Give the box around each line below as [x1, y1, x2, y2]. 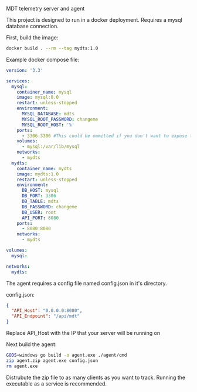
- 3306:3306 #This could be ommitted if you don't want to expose [21, 132, 188, 139]
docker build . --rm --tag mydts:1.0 [6, 45, 98, 51]
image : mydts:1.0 [16, 171, 59, 177]
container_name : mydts [16, 165, 72, 171]
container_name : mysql [16, 89, 72, 95]
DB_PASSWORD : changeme [21, 204, 77, 210]
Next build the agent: [6, 341, 57, 348]
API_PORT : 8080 [21, 215, 59, 221]
